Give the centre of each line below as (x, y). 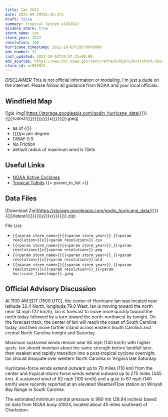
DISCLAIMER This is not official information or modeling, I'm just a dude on (82, 80)
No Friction (24, 144)
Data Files (21, 198)
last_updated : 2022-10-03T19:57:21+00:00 (49, 56)
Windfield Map (29, 101)
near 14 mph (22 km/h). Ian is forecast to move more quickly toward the (79, 312)
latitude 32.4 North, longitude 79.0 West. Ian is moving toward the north (79, 306)
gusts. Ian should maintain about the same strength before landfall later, (79, 348)
